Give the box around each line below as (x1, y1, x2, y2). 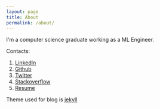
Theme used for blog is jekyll (6, 96, 78, 103)
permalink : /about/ (6, 20, 55, 26)
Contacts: (6, 48, 30, 55)
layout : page (6, 8, 39, 15)
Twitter (14, 72, 33, 79)
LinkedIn (14, 59, 36, 66)
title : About (6, 14, 39, 20)
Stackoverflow (14, 78, 51, 85)
